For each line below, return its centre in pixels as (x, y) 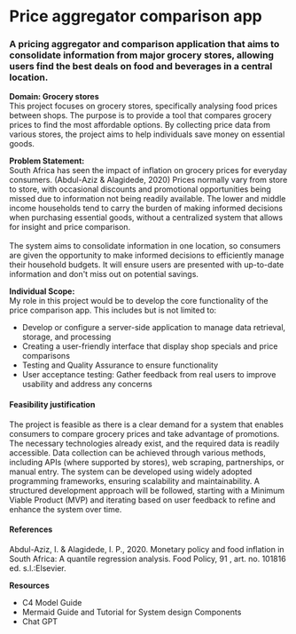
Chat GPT (40, 621)
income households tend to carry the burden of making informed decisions (146, 208)
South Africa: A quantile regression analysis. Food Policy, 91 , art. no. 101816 (148, 559)
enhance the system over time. (66, 509)
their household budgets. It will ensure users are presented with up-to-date (147, 265)
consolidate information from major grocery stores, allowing (142, 55)
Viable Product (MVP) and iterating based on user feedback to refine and (143, 500)
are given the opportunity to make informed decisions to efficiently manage (147, 256)
